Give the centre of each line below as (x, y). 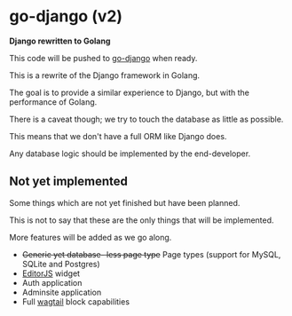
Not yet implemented (69, 182)
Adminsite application (62, 292)
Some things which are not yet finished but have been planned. (125, 202)
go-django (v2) (66, 16)
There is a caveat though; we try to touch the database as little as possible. (146, 119)
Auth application (52, 282)
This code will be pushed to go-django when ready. (103, 58)
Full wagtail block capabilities (76, 301)
